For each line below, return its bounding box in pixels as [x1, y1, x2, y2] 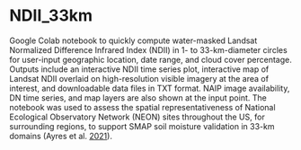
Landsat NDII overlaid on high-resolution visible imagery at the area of [9, 73, 270, 84]
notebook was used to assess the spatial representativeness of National [9, 101, 276, 112]
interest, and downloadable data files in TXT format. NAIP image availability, [9, 83, 290, 93]
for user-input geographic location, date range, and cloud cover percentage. [9, 54, 292, 65]
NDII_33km [9, 5, 93, 26]
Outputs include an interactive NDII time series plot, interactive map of [9, 64, 270, 75]
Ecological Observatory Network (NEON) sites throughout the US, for [9, 111, 265, 122]
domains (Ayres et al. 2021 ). [9, 130, 112, 141]
